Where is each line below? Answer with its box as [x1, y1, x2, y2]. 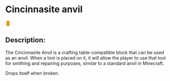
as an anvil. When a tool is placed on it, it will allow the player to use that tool [5, 55, 166, 61]
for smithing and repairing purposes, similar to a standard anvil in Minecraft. [5, 60, 164, 66]
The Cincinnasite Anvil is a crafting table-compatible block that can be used [5, 49, 164, 56]
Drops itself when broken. [5, 70, 60, 76]
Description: [5, 36, 46, 44]
